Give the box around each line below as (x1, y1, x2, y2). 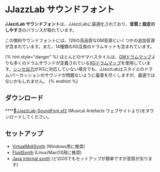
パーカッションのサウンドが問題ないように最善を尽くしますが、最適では (11, 72, 155, 78)
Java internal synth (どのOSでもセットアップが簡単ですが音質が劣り (12, 155, 148, 161)
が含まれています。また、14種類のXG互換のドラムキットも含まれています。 (5, 43, 155, 49)
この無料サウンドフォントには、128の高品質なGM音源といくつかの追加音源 (5, 37, 155, 43)
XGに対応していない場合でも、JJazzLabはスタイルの (38, 66, 144, 72)
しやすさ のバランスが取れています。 (5, 27, 77, 33)
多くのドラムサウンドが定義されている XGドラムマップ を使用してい (13, 60, 146, 66)
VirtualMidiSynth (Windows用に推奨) (12, 143, 85, 149)
